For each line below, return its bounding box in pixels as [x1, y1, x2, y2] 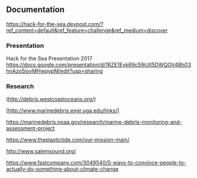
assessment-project [6, 125, 55, 132]
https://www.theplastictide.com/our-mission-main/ [6, 136, 130, 144]
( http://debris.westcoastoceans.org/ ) [6, 96, 96, 103]
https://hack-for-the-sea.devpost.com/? [6, 20, 104, 27]
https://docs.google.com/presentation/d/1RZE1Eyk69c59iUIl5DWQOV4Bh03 [6, 62, 191, 69]
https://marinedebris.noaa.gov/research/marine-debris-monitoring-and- [6, 118, 182, 126]
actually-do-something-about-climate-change [6, 166, 119, 173]
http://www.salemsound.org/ [6, 148, 76, 155]
